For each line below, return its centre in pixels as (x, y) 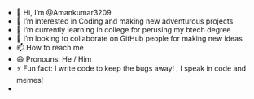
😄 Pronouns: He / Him (54, 59)
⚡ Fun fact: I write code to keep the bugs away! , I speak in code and (131, 68)
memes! (30, 80)
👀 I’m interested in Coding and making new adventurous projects (125, 21)
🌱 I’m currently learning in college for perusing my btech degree (123, 30)
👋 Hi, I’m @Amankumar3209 (63, 13)
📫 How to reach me (50, 47)
